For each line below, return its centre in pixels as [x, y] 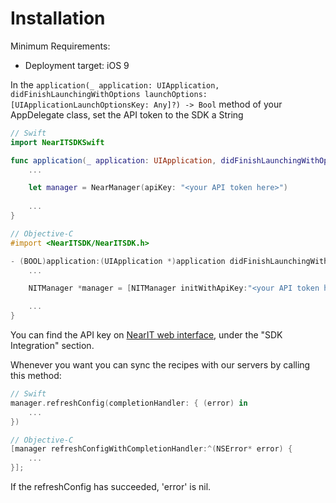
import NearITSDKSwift [57, 142]
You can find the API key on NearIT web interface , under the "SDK [146, 335]
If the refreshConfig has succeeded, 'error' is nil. [111, 487]
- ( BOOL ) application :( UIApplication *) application [118, 261]
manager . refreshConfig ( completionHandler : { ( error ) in [129, 403]
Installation [58, 18]
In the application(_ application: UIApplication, [115, 84]
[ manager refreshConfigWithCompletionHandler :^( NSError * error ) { [151, 449]
